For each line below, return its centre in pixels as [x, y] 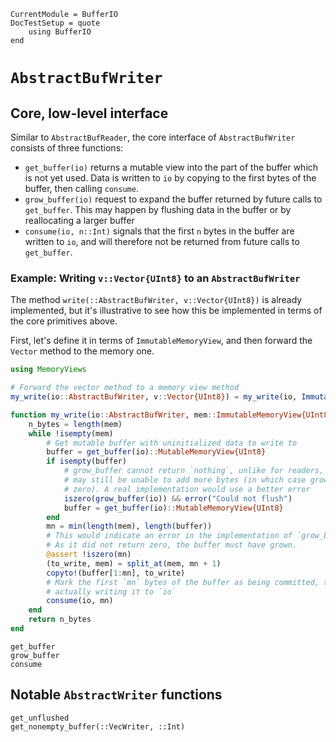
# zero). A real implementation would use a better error [187, 489]
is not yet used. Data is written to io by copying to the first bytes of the [170, 178]
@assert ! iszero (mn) [89, 555]
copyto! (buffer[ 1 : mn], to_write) [116, 573]
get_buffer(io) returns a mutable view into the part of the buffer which [171, 167]
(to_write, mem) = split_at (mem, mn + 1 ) [134, 563]
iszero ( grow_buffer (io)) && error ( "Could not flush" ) [178, 498]
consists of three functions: [67, 148]
